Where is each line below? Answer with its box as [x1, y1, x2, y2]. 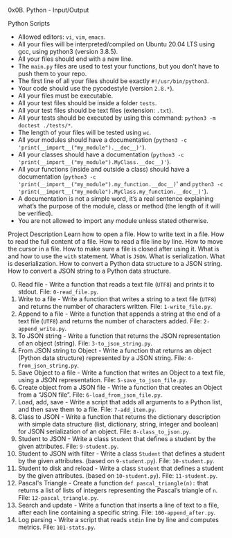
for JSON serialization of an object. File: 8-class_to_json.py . [17, 427, 191, 436]
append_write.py [17, 325, 65, 332]
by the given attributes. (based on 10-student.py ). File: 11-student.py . [17, 472, 218, 480]
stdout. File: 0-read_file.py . [17, 287, 99, 296]
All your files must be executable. [17, 91, 114, 100]
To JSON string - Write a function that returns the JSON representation [17, 332, 221, 340]
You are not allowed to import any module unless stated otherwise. [17, 217, 208, 224]
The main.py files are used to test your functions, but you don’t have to [17, 62, 220, 70]
